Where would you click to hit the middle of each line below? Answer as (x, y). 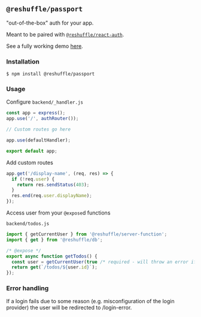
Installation (23, 61)
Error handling (28, 288)
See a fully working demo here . (45, 46)
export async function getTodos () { (52, 256)
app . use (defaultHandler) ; (38, 140)
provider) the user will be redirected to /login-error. (69, 307)
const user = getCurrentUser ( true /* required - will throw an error (100, 262)
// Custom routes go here (38, 129)
